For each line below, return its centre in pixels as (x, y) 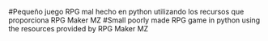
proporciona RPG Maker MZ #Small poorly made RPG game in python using (134, 20)
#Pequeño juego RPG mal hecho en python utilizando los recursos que (126, 12)
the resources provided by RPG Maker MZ (79, 29)
